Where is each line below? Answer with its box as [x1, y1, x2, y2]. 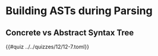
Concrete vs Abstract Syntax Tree [5, 28, 134, 38]
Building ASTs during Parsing [5, 4, 153, 18]
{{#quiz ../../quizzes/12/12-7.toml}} [5, 43, 90, 50]
